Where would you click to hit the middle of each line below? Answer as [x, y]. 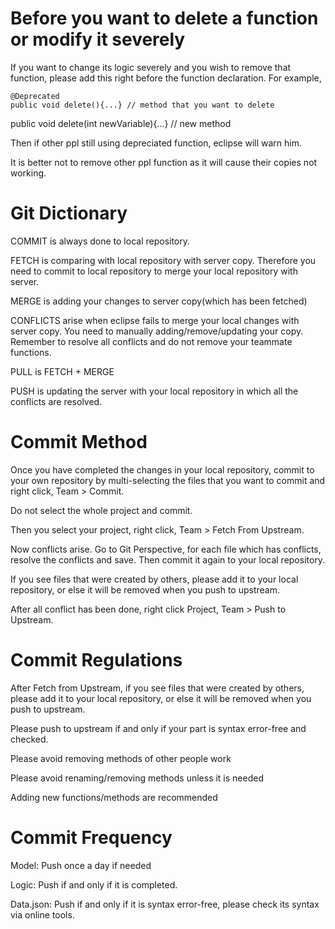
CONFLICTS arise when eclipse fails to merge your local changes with [155, 320]
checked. [29, 739]
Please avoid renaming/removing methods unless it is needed [137, 778]
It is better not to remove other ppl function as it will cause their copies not [164, 162]
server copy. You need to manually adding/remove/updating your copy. [157, 331]
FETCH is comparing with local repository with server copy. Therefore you [163, 260]
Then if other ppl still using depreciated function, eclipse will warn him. [156, 143]
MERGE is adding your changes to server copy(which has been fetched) [159, 301]
